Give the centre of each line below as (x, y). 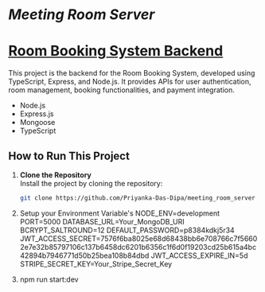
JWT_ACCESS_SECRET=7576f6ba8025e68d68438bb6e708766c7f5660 (138, 238)
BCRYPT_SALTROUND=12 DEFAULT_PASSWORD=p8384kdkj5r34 (127, 230)
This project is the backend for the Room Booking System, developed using (132, 73)
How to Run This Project (69, 156)
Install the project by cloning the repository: (91, 183)
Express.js (37, 114)
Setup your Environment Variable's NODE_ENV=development (120, 213)
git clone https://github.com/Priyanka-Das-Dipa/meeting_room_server (138, 198)
